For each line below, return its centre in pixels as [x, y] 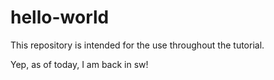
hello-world [60, 17]
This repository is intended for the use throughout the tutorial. [137, 45]
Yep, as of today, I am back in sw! [79, 64]
